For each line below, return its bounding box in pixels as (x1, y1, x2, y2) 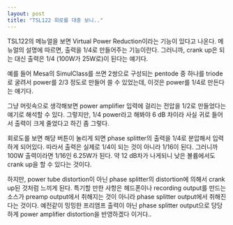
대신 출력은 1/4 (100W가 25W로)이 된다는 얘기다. (14, 54, 149, 63)
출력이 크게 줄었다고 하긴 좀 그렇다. (14, 119, 110, 127)
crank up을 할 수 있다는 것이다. (7, 160, 92, 168)
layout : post (7, 10, 45, 17)
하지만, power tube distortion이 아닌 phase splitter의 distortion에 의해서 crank (7, 175, 225, 183)
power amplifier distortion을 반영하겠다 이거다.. (20, 210, 152, 218)
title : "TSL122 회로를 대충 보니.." (7, 17, 103, 24)
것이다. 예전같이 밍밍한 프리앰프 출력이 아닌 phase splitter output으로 (20, 201, 210, 210)
